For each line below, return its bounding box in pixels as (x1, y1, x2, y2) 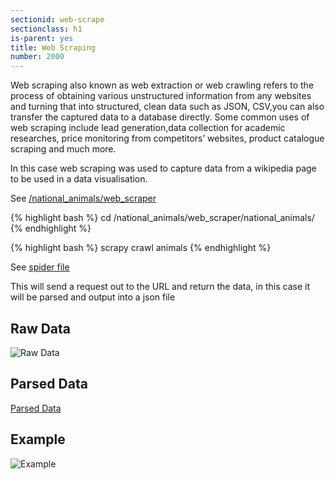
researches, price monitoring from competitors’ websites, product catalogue (10, 132, 325, 145)
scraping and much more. (10, 143, 117, 155)
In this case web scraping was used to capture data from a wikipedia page (10, 162, 317, 175)
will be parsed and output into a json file (10, 291, 176, 303)
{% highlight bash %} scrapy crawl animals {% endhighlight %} (10, 242, 272, 254)
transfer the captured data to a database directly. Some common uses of (10, 111, 310, 123)
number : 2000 (10, 52, 65, 62)
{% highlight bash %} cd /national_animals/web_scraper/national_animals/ (10, 212, 315, 224)
